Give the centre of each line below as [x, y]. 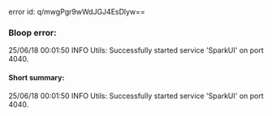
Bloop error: [32, 32]
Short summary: [37, 77]
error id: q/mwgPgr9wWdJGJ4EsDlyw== [77, 12]
